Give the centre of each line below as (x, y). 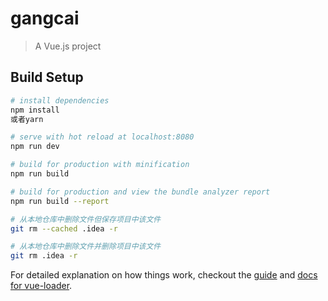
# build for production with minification (100, 165)
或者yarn (27, 119)
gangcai (45, 18)
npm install (35, 110)
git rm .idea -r (44, 256)
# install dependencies (60, 100)
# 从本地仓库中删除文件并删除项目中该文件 (86, 247)
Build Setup (47, 77)
